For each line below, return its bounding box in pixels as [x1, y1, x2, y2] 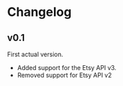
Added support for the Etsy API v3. [17, 64, 117, 71]
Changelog [7, 4, 72, 20]
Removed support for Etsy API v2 [17, 71, 112, 79]
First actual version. [7, 50, 64, 58]
